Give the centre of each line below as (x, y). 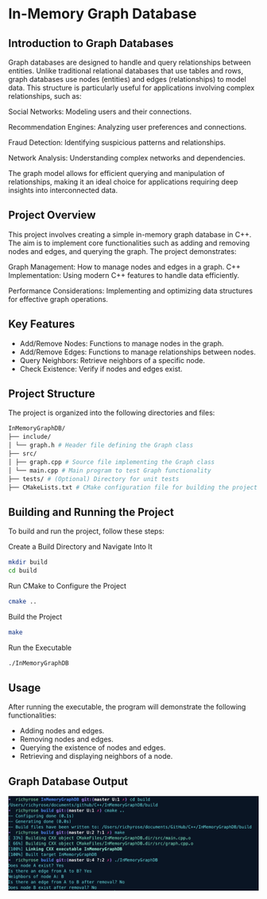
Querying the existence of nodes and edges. (93, 748)
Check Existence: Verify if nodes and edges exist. (101, 369)
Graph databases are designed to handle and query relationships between (130, 62)
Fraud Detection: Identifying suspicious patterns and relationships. (117, 143)
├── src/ (23, 454)
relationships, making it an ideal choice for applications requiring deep (123, 182)
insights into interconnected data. (63, 190)
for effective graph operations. (58, 299)
